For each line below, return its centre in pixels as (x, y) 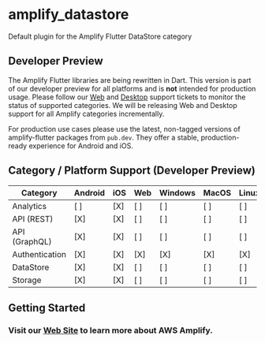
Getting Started (47, 308)
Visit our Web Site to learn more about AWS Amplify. (110, 330)
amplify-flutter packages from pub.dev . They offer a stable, (104, 137)
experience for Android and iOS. (81, 145)
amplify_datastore (69, 15)
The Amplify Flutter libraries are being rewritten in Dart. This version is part (130, 80)
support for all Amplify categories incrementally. (86, 114)
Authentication (39, 254)
